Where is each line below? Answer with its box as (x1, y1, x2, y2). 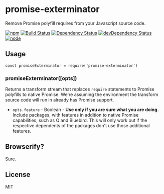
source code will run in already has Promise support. (5, 97, 114, 103)
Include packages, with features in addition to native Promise (12, 112, 139, 118)
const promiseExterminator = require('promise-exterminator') (5, 63, 138, 68)
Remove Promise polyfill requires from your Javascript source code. (5, 20, 146, 26)
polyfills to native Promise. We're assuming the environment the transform (5, 91, 158, 98)
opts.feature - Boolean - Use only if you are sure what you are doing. (12, 107, 159, 113)
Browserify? (5, 142, 44, 151)
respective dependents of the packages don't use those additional (12, 123, 150, 129)
